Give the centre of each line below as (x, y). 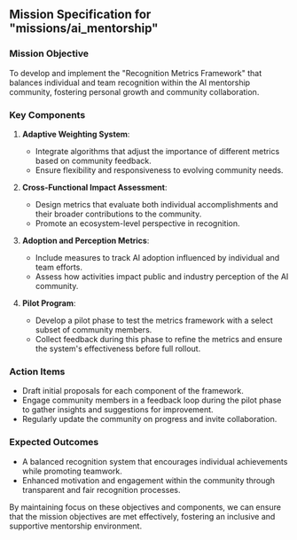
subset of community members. (94, 329)
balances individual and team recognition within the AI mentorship (130, 82)
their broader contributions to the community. (118, 214)
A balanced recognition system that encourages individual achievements (155, 461)
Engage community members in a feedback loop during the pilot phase (152, 400)
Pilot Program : (49, 303)
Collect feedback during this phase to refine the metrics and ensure (159, 339)
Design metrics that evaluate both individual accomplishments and (156, 204)
